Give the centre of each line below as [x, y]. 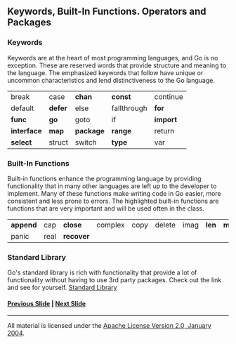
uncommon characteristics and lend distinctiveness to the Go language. [111, 80]
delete [165, 225]
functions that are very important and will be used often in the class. [106, 208]
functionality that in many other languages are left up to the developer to [112, 186]
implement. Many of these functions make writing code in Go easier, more [114, 193]
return [164, 131]
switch [86, 142]
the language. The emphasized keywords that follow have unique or [105, 72]
